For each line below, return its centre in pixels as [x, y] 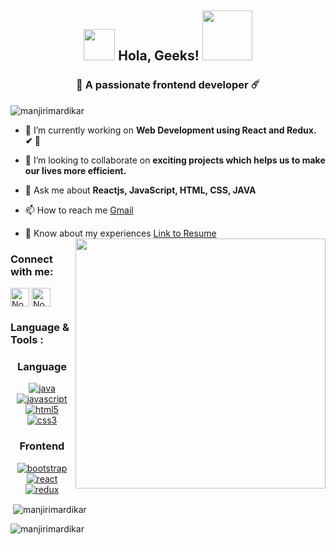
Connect [31, 259]
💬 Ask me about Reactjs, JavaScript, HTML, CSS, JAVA [140, 190]
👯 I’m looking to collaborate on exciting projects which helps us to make [175, 160]
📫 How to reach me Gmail [79, 210]
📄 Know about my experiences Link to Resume [120, 233]
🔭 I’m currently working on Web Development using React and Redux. [170, 130]
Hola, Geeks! [159, 56]
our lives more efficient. [75, 170]
